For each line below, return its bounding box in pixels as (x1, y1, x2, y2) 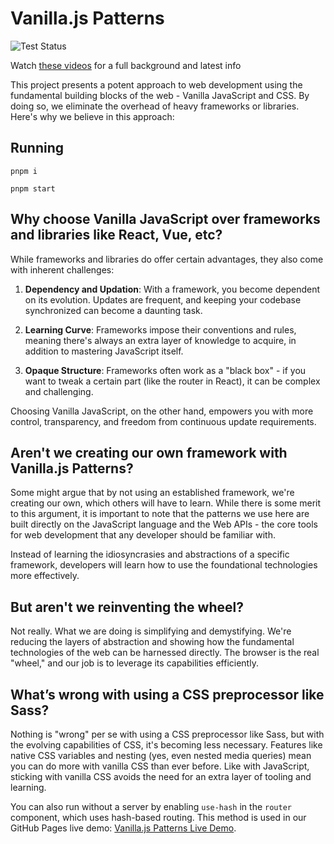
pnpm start (10, 183, 56, 194)
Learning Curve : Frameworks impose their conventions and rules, (24, 323, 297, 336)
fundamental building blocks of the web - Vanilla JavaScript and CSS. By (10, 89, 310, 101)
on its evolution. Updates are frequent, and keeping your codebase (24, 293, 302, 306)
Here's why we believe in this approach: (10, 110, 175, 122)
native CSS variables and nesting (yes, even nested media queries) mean (10, 750, 312, 761)
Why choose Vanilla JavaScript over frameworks (10, 211, 321, 228)
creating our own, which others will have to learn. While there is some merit (10, 497, 322, 509)
